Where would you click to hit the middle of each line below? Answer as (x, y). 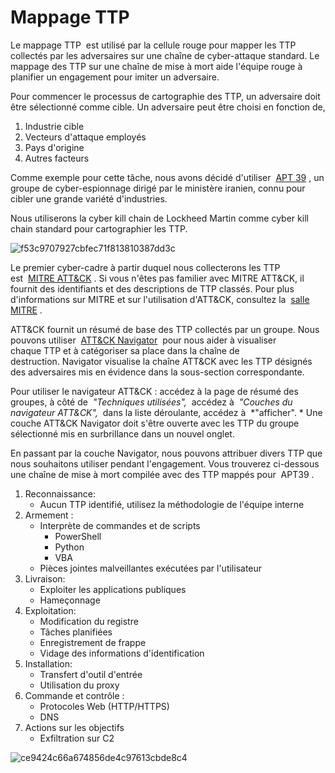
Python (69, 547)
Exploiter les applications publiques (113, 589)
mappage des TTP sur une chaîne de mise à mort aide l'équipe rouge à (156, 66)
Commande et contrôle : (74, 695)
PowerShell (78, 536)
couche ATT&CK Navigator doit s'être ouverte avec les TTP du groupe (155, 423)
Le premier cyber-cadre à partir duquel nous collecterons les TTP (145, 267)
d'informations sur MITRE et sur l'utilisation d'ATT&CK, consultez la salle (160, 299)
